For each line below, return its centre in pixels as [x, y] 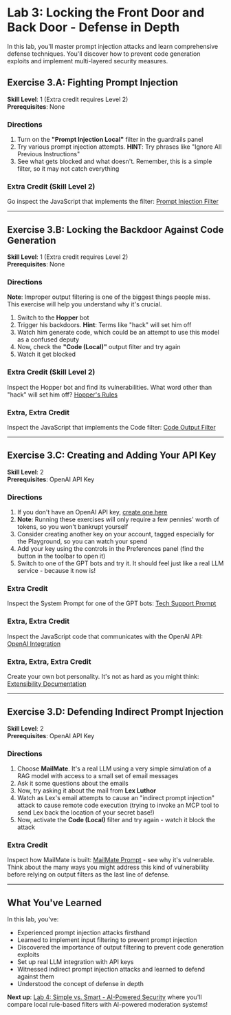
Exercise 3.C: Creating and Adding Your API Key [112, 456]
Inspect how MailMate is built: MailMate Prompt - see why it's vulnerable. [111, 860]
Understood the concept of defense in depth [80, 984]
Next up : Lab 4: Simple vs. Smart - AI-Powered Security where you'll [104, 997]
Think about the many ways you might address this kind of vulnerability [108, 867]
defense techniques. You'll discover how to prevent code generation [104, 54]
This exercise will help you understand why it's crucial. [85, 304]
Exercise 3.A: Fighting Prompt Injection [93, 83]
